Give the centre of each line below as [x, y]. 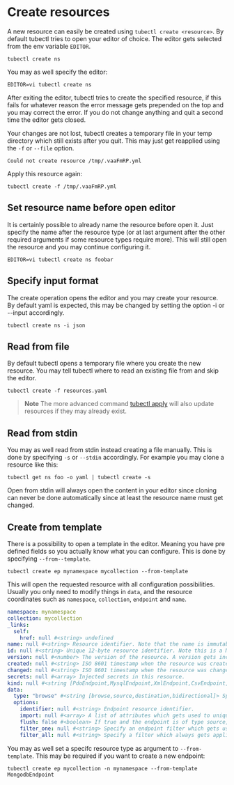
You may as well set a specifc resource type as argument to [93, 748]
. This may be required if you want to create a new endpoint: [119, 756]
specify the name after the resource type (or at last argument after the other [116, 232]
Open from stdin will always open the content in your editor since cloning [112, 490]
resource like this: [33, 465]
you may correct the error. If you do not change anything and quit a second [115, 112]
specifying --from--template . [49, 559]
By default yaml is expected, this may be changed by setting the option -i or [116, 305]
